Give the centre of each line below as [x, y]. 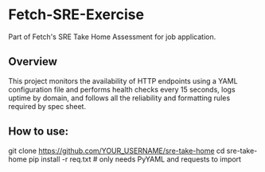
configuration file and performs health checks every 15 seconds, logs [122, 89]
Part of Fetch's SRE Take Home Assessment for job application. [112, 37]
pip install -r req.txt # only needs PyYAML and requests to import [135, 159]
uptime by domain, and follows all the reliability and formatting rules [119, 98]
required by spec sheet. [47, 106]
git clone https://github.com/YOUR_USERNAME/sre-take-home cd [117, 150]
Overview [33, 62]
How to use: [39, 132]
